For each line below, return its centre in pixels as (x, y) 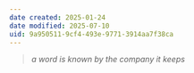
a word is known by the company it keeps (108, 60)
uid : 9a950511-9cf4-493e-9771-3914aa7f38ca (92, 34)
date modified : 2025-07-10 (59, 26)
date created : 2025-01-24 (57, 17)
